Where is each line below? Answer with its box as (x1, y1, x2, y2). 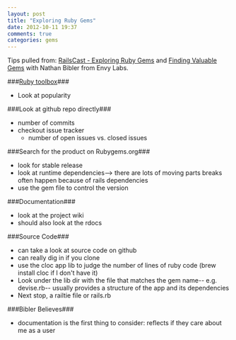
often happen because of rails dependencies (17, 176, 148, 185)
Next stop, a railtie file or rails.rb (17, 291, 112, 300)
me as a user (17, 327, 56, 335)
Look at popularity (17, 91, 71, 100)
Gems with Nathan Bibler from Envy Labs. (7, 64, 129, 72)
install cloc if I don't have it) (17, 268, 98, 277)
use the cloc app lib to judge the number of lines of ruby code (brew (17, 261, 217, 270)
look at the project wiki (17, 211, 84, 220)
